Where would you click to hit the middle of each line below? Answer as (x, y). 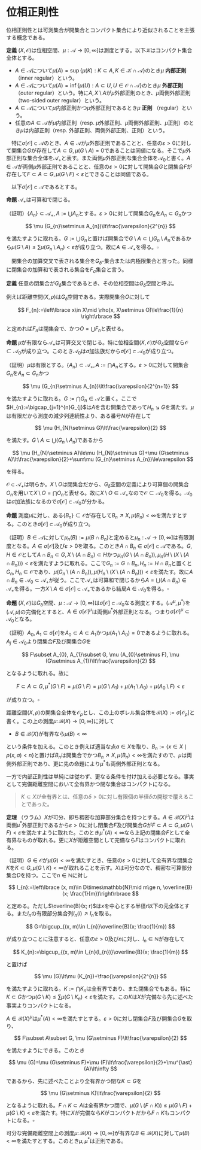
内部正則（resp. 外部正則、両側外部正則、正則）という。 (99, 130)
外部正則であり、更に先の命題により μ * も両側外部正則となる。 (87, 763)
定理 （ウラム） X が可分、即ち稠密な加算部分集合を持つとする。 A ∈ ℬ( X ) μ (98, 817)
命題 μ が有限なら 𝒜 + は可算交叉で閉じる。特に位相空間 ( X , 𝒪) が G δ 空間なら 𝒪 (97, 343)
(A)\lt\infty (96, 1069)
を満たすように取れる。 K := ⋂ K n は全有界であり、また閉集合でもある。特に (99, 989)
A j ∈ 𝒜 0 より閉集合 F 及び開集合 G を (49, 642)
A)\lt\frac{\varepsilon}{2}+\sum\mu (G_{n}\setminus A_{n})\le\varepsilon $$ (100, 459)
